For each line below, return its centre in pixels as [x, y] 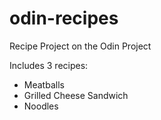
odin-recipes [64, 18]
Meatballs [44, 84]
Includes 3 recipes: [49, 65]
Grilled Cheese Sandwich [76, 95]
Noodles [41, 106]
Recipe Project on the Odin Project [80, 46]
